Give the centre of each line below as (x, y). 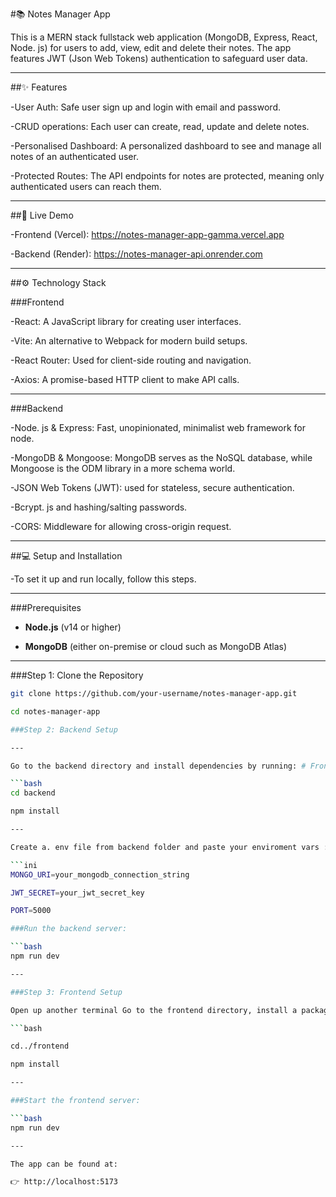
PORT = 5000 (31, 911)
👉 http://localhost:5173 (64, 1182)
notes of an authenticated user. (74, 156)
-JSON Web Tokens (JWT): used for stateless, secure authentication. (152, 487)
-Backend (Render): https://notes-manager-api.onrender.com (136, 254)
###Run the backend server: (69, 929)
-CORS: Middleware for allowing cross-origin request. (121, 526)
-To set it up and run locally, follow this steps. (103, 579)
